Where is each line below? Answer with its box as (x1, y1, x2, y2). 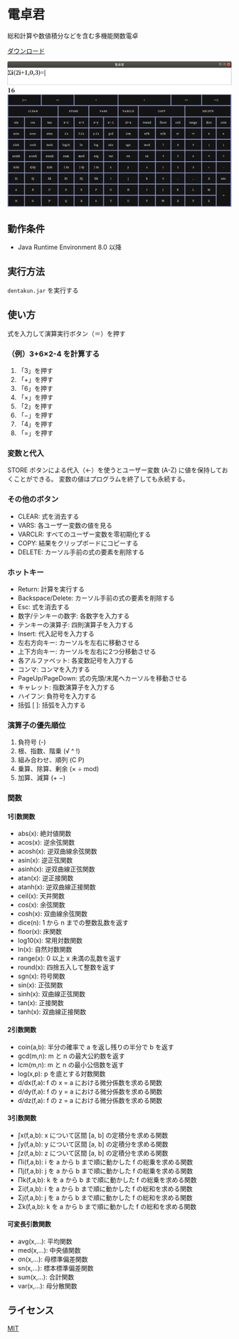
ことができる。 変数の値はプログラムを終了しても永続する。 (13, 475, 190, 484)
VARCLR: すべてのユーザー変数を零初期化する (17, 529, 152, 539)
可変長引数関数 (7, 1220, 51, 1228)
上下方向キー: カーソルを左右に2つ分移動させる (17, 647, 156, 656)
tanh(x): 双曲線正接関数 (17, 1007, 87, 1017)
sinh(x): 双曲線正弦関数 (17, 989, 85, 999)
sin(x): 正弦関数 (17, 981, 63, 989)
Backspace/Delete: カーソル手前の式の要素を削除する (17, 594, 176, 602)
